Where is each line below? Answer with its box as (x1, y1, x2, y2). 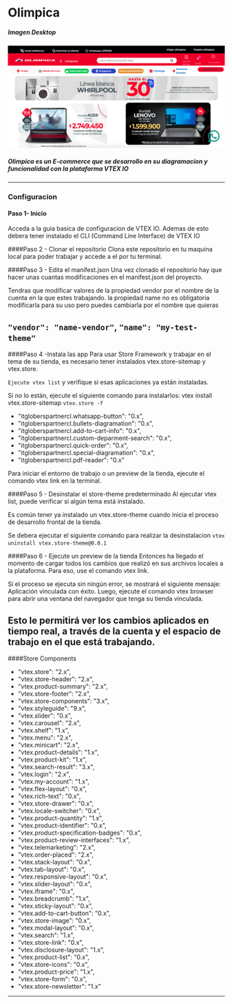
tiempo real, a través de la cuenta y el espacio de (8, 625, 221, 637)
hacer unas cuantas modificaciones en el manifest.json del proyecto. (8, 273, 203, 282)
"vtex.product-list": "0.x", (17, 953, 90, 961)
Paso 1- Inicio (8, 209, 47, 218)
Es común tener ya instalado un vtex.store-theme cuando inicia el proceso (8, 511, 219, 519)
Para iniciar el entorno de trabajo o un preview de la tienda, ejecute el (8, 470, 205, 478)
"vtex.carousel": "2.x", (17, 719, 81, 727)
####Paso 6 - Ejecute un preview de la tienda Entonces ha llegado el (8, 552, 204, 561)
